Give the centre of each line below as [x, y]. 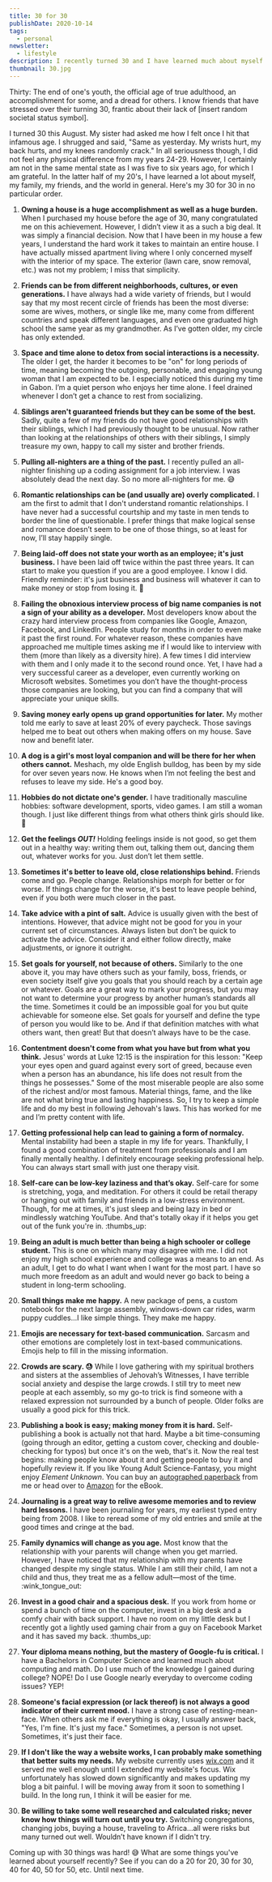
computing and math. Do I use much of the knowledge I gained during [138, 1669]
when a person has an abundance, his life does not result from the [132, 1074]
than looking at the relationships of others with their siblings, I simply [135, 437]
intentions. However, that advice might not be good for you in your [131, 922]
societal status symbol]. [49, 118]
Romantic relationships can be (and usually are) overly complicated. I [140, 495]
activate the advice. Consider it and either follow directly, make [126, 939]
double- [246, 1442]
